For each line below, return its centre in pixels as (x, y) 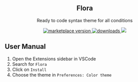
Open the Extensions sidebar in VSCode (54, 59)
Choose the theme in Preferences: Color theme (62, 74)
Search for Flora (29, 64)
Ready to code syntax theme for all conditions (85, 20)
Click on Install (29, 69)
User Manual (25, 47)
